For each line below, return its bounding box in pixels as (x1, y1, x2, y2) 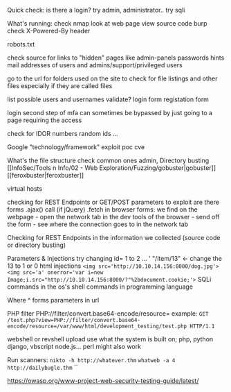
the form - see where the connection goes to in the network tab (7, 220, 189, 228)
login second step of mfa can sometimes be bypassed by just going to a (7, 109, 213, 117)
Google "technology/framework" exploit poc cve (7, 143, 145, 151)
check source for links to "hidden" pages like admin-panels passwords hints (7, 53, 225, 62)
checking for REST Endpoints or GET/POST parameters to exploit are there (7, 198, 220, 206)
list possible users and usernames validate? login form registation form (7, 95, 210, 103)
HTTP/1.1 (190, 323, 215, 330)
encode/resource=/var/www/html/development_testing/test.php (7, 323, 187, 330)
